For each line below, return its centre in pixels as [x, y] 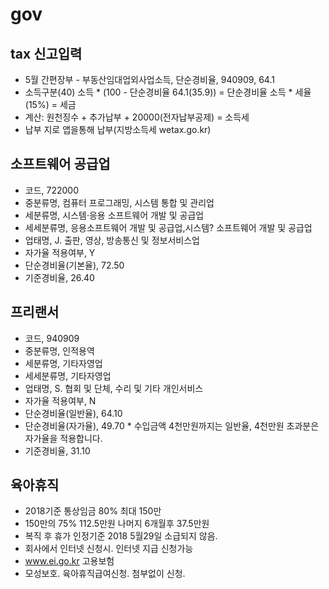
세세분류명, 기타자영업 [68, 375]
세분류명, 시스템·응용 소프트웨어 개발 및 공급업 [114, 215]
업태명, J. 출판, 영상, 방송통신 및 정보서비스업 [112, 240]
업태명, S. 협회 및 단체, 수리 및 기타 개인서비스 [114, 388]
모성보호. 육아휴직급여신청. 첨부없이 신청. [105, 574]
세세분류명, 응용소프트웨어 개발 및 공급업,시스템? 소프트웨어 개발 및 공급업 [168, 227]
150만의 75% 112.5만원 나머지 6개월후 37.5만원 [117, 524]
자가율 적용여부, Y [60, 252]
